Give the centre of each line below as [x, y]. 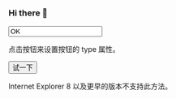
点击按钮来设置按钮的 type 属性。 [64, 49]
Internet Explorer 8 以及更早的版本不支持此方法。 [90, 86]
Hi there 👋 [28, 13]
